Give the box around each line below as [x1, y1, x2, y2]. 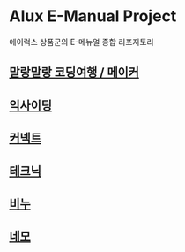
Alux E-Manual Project [9, 6, 177, 27]
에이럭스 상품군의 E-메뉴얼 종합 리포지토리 [9, 36, 154, 47]
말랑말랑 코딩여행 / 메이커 [9, 65, 139, 80]
